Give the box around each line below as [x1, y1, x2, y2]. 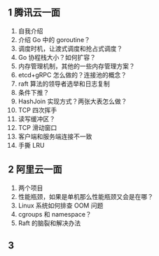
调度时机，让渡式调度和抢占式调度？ [18, 44, 123, 53]
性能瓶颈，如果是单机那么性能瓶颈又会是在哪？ [18, 192, 153, 200]
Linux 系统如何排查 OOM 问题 [18, 201, 104, 210]
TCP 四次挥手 [18, 105, 57, 114]
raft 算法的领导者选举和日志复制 [18, 79, 111, 88]
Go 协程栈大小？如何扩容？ [18, 53, 97, 61]
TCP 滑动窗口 [18, 123, 57, 132]
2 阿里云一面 [8, 164, 62, 176]
